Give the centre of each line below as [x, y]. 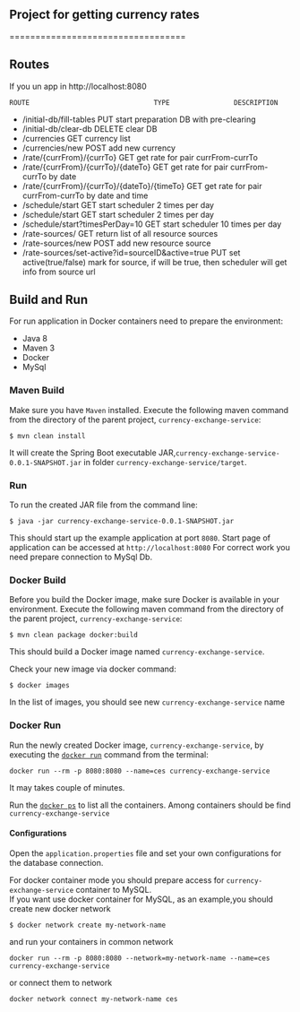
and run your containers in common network [91, 941]
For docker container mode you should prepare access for [117, 880]
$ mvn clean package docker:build [74, 636]
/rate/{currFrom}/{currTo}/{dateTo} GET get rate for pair [125, 167]
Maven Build [37, 391]
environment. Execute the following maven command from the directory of [146, 610]
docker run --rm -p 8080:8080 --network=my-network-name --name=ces [140, 958]
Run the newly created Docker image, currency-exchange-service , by [137, 745]
